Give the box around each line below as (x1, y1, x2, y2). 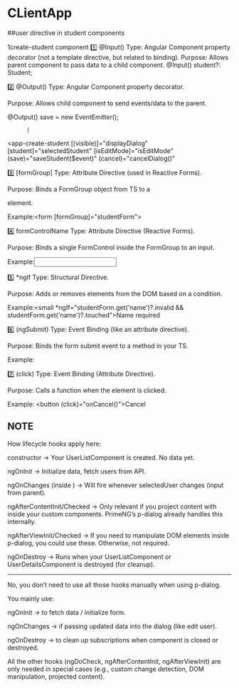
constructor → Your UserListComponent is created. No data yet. (7, 453, 195, 462)
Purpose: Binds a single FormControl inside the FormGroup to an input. (7, 243, 215, 251)
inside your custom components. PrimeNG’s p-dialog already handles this (7, 509, 223, 518)
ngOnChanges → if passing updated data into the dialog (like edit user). (7, 622, 217, 630)
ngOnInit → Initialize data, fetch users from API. (7, 467, 146, 475)
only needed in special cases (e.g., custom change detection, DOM (7, 664, 204, 673)
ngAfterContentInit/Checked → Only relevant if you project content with (7, 502, 217, 511)
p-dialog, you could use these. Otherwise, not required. (7, 538, 170, 547)
